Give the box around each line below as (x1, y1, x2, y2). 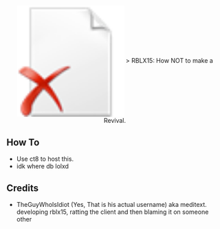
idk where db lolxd (16, 162, 69, 170)
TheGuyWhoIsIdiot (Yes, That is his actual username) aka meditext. (16, 200, 207, 208)
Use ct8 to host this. (16, 155, 74, 163)
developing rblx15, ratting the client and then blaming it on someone (16, 208, 209, 216)
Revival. (103, 117, 126, 125)
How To (6, 137, 40, 148)
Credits (6, 182, 39, 194)
